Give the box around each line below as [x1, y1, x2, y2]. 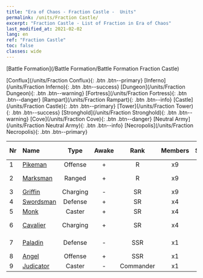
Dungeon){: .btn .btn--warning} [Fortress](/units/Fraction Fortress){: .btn [6, 89, 187, 97]
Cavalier [22, 220, 47, 229]
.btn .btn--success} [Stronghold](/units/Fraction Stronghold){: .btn [11, 108, 177, 116]
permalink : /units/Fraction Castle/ [6, 15, 98, 21]
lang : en [6, 31, 28, 38]
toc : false [6, 43, 34, 49]
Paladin [22, 238, 43, 247]
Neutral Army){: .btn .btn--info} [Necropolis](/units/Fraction [45, 122, 194, 129]
